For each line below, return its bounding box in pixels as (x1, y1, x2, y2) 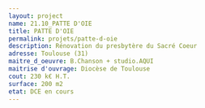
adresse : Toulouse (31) (8, 50, 89, 58)
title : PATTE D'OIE (8, 27, 75, 35)
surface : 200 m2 (8, 80, 63, 88)
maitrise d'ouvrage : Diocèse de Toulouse (8, 65, 151, 73)
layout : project (8, 11, 63, 20)
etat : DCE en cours (8, 87, 75, 96)
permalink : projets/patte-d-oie (8, 34, 117, 43)
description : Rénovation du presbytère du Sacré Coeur (8, 42, 198, 50)
